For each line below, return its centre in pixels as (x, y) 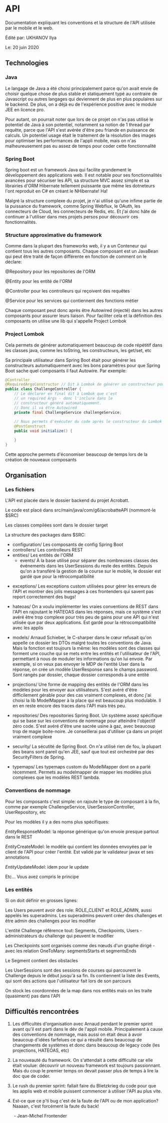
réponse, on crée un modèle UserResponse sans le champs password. (85, 670)
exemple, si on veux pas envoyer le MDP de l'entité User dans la (78, 664)
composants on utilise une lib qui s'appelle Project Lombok (66, 321)
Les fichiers (20, 490)
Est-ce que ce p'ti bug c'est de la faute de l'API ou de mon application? (85, 1100)
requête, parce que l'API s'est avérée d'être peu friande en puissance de (80, 130)
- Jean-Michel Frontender (40, 1115)
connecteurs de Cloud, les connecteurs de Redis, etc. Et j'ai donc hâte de (81, 211)
